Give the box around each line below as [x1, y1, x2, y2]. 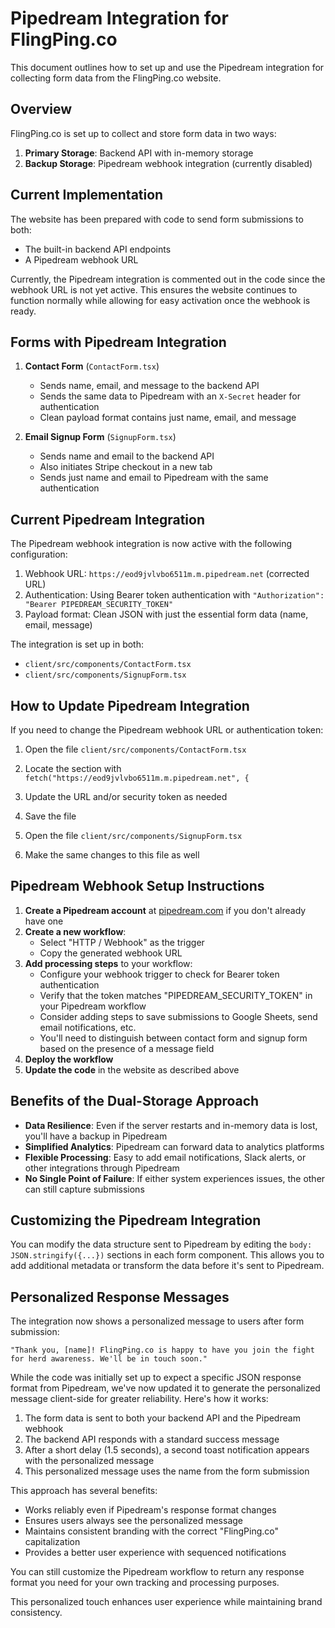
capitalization [24, 1536, 81, 1548]
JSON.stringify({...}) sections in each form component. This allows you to [10, 1249, 325, 1261]
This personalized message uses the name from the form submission [24, 1465, 310, 1477]
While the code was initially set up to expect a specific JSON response [10, 1372, 302, 1384]
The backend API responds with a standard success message [24, 1433, 280, 1446]
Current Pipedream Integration [10, 511, 205, 528]
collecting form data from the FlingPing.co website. [10, 72, 222, 84]
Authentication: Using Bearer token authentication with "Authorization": [24, 589, 325, 601]
